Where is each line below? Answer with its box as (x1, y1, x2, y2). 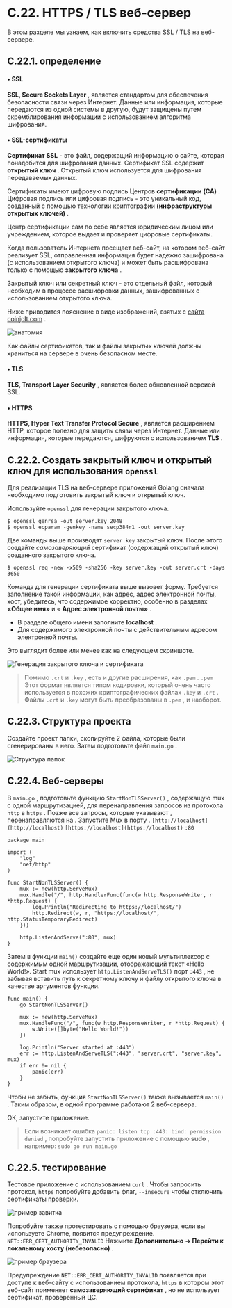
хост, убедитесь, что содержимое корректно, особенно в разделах (7, 597, 208, 606)
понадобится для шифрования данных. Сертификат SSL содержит (7, 159, 204, 167)
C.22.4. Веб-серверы (7, 775, 104, 787)
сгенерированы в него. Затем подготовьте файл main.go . (7, 741, 177, 750)
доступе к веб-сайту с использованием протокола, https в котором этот (7, 1278, 224, 1287)
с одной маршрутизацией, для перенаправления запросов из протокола (7, 801, 224, 809)
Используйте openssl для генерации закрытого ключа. (7, 504, 169, 512)
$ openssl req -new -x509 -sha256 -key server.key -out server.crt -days (7, 564, 226, 571)
